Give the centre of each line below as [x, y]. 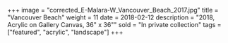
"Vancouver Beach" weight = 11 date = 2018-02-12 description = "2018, [111, 17]
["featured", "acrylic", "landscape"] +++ [65, 32]
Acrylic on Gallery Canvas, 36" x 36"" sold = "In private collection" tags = [114, 25]
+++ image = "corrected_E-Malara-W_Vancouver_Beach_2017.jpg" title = [113, 10]
